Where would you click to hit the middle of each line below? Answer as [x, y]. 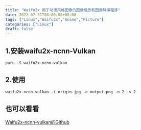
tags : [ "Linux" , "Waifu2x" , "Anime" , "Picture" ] [54, 19]
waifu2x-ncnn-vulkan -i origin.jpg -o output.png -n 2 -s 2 [71, 92]
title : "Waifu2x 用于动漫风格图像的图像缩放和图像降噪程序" [63, 10]
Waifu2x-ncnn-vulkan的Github [38, 122]
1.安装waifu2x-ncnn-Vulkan [51, 51]
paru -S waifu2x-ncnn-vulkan [36, 63]
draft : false [19, 29]
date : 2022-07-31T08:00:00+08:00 [41, 15]
